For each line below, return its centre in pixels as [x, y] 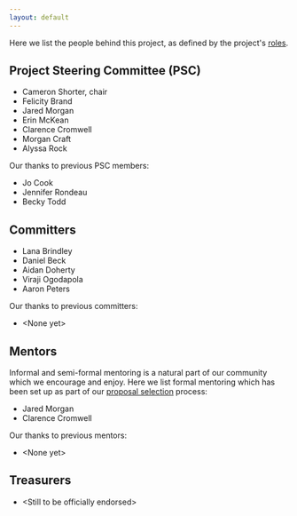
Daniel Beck [44, 261]
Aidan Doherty [48, 270]
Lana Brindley [47, 251]
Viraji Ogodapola [53, 280]
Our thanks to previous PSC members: [79, 166]
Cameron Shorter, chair [65, 92]
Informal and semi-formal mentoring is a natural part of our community [138, 373]
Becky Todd [44, 202]
